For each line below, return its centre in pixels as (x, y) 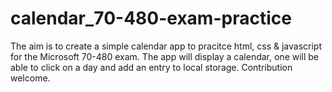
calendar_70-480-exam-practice (151, 18)
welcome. (30, 78)
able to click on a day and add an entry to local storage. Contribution (151, 67)
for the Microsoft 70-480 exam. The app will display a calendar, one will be (165, 56)
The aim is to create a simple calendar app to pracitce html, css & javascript (166, 46)
